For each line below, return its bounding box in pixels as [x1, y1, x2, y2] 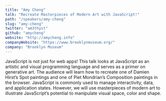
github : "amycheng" [5, 30, 46, 35]
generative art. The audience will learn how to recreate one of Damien [5, 68, 149, 75]
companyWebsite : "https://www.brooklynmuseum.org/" [5, 40, 115, 45]
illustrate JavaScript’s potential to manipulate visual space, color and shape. [5, 90, 161, 96]
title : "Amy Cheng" [5, 7, 46, 12]
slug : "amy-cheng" [5, 21, 43, 26]
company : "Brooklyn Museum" [5, 44, 64, 49]
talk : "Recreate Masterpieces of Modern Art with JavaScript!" [5, 12, 140, 17]
